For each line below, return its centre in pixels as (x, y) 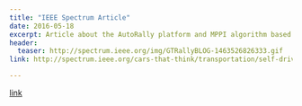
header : (24, 43)
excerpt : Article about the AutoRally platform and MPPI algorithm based (151, 34)
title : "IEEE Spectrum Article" (70, 18)
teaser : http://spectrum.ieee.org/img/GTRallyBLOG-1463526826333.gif (150, 51)
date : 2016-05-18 (42, 26)
